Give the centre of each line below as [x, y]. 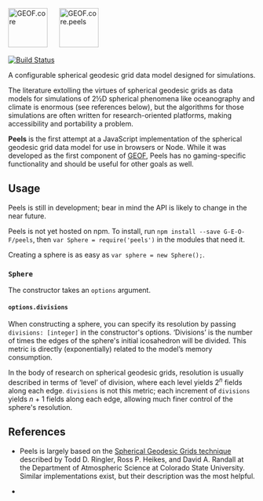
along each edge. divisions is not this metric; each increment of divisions [129, 390]
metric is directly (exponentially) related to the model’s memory [110, 349]
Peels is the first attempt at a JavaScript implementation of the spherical [125, 139]
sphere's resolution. [40, 407]
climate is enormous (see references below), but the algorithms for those [126, 107]
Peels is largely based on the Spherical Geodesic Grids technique [125, 451]
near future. [27, 216]
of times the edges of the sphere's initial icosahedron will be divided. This [128, 341]
